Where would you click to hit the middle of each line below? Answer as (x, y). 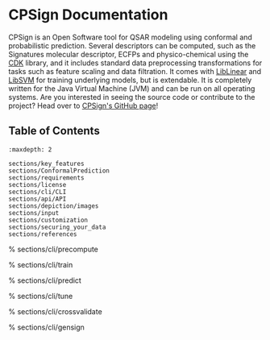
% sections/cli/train (41, 264)
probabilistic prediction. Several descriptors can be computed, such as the (132, 45)
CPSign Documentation (88, 15)
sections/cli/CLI (37, 192)
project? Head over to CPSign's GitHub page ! (83, 106)
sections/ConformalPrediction (59, 171)
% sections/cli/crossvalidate (55, 311)
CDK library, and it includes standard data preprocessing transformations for (135, 63)
